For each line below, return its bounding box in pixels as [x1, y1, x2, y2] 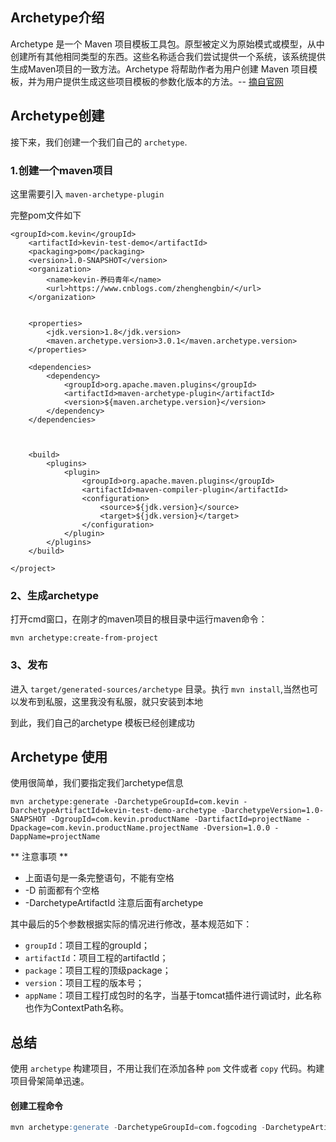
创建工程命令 [10, 1099, 63, 1112]
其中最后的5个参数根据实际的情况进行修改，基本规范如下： [10, 918, 253, 930]
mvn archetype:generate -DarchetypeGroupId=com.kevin [10, 797, 240, 807]
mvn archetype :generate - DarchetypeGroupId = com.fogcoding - [10, 1123, 267, 1133]
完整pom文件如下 [10, 209, 82, 221]
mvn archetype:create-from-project [10, 633, 159, 643]
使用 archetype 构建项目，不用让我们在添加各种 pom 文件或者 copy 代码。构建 [10, 1063, 325, 1075]
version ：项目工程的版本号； [24, 977, 145, 989]
